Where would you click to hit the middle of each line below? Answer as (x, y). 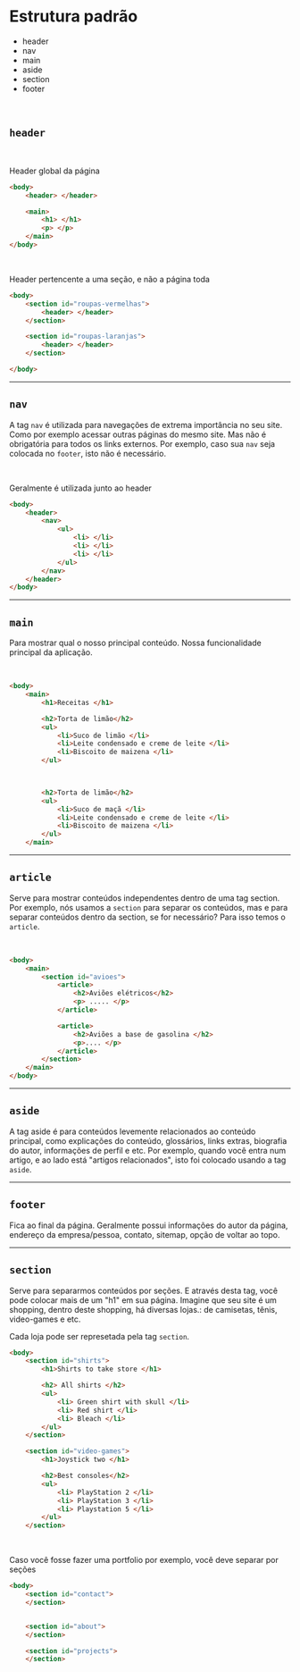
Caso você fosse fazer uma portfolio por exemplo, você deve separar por (144, 1560)
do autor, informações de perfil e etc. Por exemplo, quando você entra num (148, 1150)
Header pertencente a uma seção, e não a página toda (109, 279)
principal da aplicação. (51, 652)
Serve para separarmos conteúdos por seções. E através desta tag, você (144, 1290)
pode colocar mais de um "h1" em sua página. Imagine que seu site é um (143, 1300)
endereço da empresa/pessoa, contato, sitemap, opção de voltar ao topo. (145, 1234)
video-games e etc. (45, 1319)
